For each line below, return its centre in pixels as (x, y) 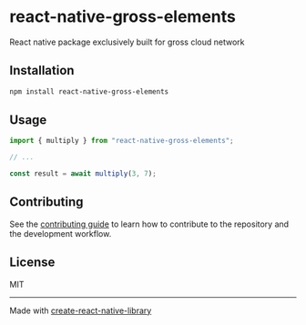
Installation (42, 71)
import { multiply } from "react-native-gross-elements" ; (122, 141)
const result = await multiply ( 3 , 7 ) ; (83, 174)
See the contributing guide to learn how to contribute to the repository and (149, 224)
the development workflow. (61, 233)
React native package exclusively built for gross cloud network (127, 42)
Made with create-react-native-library (81, 310)
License (32, 263)
